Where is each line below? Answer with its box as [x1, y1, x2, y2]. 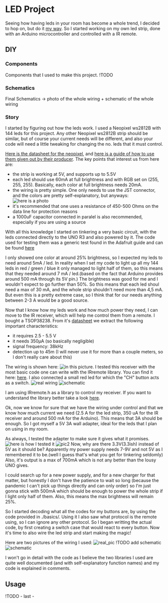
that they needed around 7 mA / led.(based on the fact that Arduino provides [5, 271, 163, 277]
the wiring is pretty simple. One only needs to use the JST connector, [12, 187, 156, 193]
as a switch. [5, 380, 30, 386]
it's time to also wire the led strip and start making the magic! [5, 530, 131, 536]
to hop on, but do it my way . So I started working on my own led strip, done [5, 25, 160, 31]
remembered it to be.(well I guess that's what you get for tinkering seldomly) [5, 452, 163, 458]
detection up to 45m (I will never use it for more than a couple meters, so [12, 349, 163, 355]
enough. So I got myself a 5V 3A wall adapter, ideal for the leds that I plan [5, 421, 157, 427]
